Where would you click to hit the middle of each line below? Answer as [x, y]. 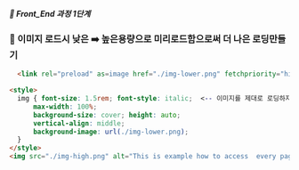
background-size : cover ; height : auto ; [106, 115]
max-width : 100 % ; [65, 107]
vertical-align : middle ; [79, 123]
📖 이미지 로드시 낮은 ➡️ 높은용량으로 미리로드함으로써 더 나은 [130, 38]
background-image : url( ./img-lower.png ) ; [111, 132]
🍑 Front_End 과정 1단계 [50, 13]
